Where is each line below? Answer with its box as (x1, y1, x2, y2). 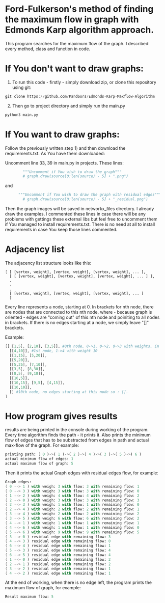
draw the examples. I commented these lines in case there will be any (5, 211, 146, 217)
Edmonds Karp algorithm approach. (5, 25, 154, 35)
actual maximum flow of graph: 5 (5, 461, 74, 466)
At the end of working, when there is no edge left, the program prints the (5, 579, 152, 585)
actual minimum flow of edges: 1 (5, 457, 74, 462)
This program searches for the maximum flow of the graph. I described (5, 40, 149, 46)
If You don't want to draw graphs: (5, 63, 144, 74)
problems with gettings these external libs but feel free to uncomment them (5, 216, 158, 222)
